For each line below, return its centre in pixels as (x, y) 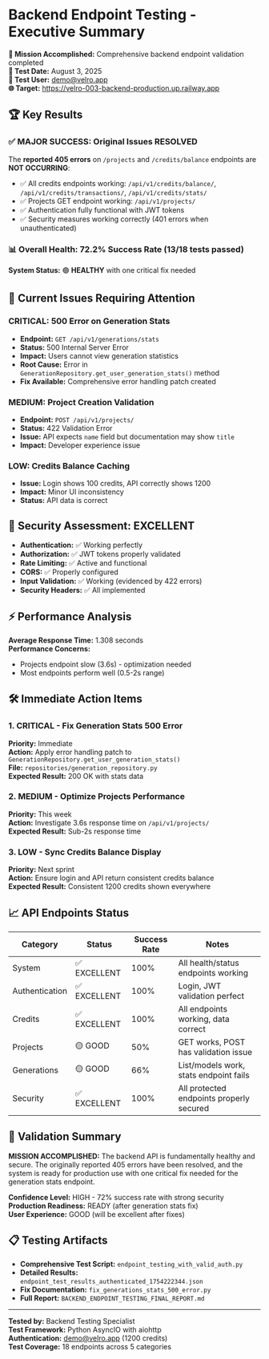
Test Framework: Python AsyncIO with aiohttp (85, 1329)
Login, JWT (200, 986)
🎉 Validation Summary (65, 1137)
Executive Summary (77, 32)
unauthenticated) (48, 228)
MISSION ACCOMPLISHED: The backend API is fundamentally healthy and (132, 1156)
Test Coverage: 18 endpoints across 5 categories (90, 1346)
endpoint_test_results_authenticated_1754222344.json (111, 1281)
